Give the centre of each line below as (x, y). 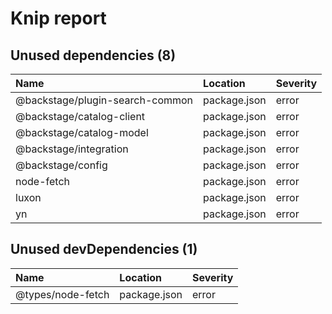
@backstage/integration (72, 149)
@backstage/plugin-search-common (104, 100)
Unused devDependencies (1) (104, 249)
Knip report (58, 18)
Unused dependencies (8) (93, 55)
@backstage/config (61, 165)
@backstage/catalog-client (80, 116)
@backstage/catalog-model (82, 132)
